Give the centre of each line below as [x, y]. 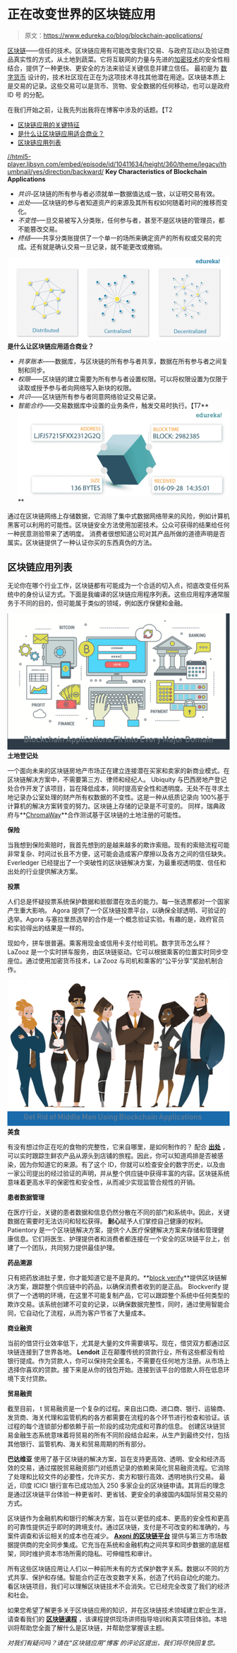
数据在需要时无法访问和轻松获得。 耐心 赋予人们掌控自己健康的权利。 [107, 1222]
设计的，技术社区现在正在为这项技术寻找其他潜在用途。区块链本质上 [126, 77]
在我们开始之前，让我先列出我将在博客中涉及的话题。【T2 [90, 110]
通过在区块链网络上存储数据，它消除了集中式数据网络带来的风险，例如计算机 [119, 516]
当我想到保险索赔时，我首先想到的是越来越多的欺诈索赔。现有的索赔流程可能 [119, 845]
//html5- [19, 156]
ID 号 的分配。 [28, 94]
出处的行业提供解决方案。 [44, 871]
